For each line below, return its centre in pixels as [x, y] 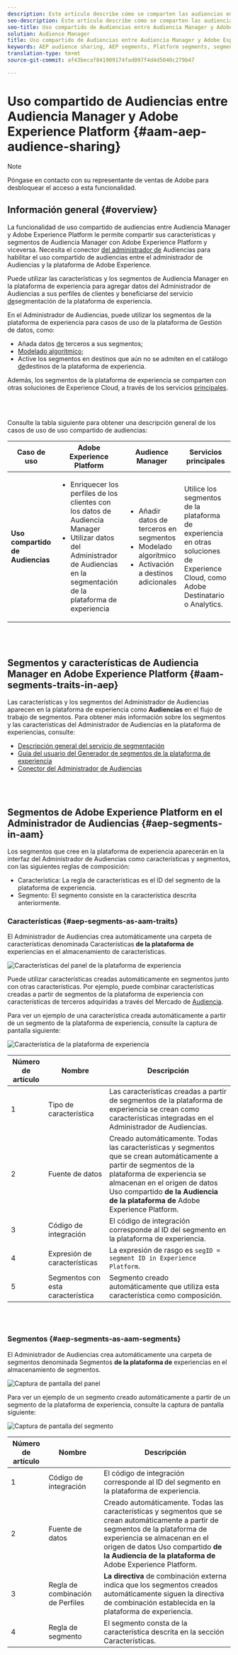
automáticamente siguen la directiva [164, 1593]
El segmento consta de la [146, 1623]
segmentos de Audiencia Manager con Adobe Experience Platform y [107, 242]
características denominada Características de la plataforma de [101, 944]
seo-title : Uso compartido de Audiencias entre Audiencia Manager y [110, 27]
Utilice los [200, 489]
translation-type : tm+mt [44, 54]
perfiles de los [94, 493]
